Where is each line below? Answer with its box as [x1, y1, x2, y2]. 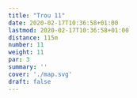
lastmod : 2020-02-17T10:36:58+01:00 [8, 26, 129, 34]
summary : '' [8, 63, 48, 71]
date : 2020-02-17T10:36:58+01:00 [8, 19, 119, 27]
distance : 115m [8, 33, 59, 42]
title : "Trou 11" [8, 11, 66, 20]
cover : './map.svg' [8, 70, 73, 78]
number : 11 [8, 41, 44, 49]
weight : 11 [8, 48, 44, 56]
